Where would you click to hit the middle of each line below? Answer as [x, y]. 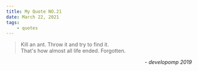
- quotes [27, 28]
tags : [13, 22]
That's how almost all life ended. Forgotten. [73, 51]
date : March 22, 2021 [33, 17]
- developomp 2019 [168, 62]
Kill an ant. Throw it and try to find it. [65, 45]
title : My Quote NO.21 [34, 11]
